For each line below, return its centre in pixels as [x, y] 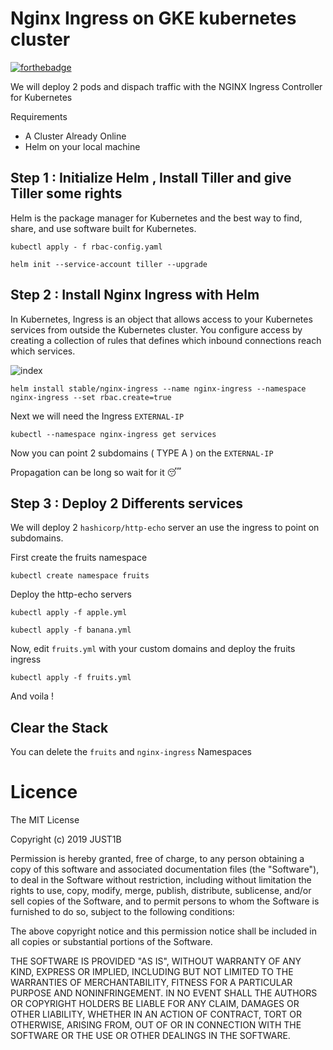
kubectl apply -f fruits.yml [71, 678]
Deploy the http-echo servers [71, 594]
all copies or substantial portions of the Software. [111, 942]
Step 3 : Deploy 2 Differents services [127, 503]
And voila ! [32, 696]
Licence [44, 792]
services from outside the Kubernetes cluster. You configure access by [156, 329]
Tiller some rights [66, 193]
